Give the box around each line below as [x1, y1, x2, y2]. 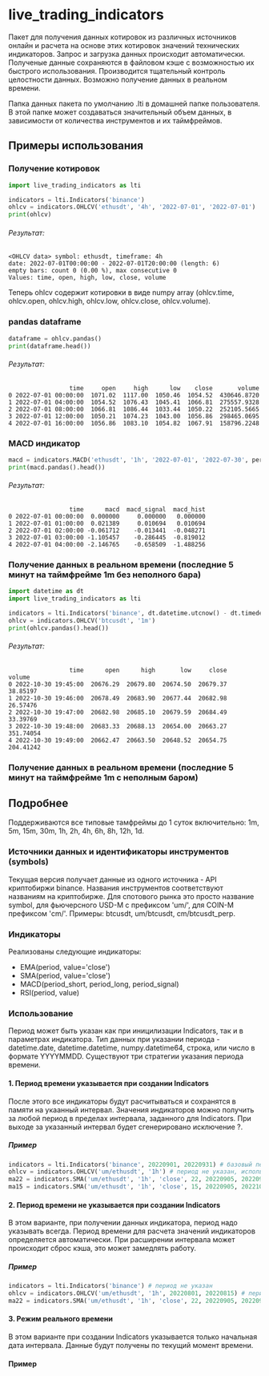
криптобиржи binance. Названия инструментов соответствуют [8, 883, 224, 893]
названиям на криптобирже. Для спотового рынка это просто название [8, 891, 255, 901]
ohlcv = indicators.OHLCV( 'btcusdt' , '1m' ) [8, 616, 156, 624]
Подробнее [8, 797, 69, 810]
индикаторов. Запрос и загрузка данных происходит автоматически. [8, 49, 246, 59]
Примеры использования [8, 139, 144, 153]
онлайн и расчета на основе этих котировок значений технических [8, 40, 240, 50]
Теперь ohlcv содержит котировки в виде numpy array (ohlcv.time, [8, 288, 235, 297]
